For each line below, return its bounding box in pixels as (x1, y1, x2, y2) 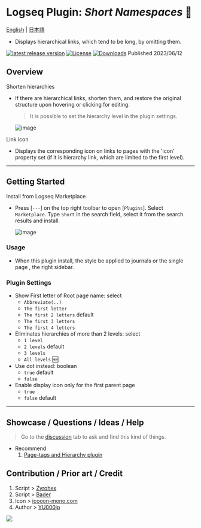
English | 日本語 (6, 26, 45, 33)
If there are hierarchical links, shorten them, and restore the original (14, 94, 181, 101)
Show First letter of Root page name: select (14, 292, 122, 299)
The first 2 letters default (23, 311, 94, 318)
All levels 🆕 (23, 356, 59, 363)
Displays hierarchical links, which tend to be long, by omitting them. (14, 38, 182, 45)
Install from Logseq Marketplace (6, 192, 86, 200)
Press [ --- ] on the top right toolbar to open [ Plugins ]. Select (14, 204, 163, 212)
